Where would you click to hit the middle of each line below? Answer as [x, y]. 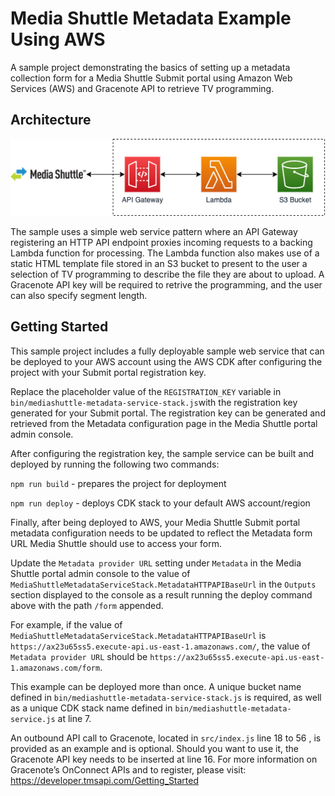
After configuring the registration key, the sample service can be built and [162, 453]
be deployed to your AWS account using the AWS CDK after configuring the [166, 361]
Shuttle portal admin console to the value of [100, 573]
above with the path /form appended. [87, 605]
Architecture [51, 120]
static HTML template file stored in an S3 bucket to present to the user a [159, 263]
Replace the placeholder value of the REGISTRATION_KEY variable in [146, 391]
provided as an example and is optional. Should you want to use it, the [155, 748]
